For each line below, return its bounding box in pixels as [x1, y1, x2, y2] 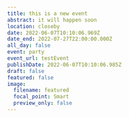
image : [7, 81, 26, 87]
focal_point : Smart [13, 94, 70, 100]
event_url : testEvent [7, 55, 70, 62]
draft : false [7, 67, 45, 74]
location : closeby [7, 23, 60, 30]
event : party [7, 49, 45, 56]
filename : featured [13, 87, 70, 94]
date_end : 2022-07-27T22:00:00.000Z [7, 36, 112, 43]
